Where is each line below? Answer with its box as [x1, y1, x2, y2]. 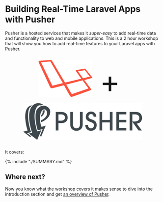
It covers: [5, 149, 25, 155]
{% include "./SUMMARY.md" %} [5, 158, 72, 164]
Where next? [5, 173, 45, 181]
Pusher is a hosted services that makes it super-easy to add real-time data [5, 30, 156, 36]
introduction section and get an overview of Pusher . [5, 191, 110, 197]
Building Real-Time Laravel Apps [5, 3, 141, 15]
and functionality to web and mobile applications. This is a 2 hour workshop [5, 35, 159, 41]
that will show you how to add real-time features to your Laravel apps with [5, 40, 155, 46]
